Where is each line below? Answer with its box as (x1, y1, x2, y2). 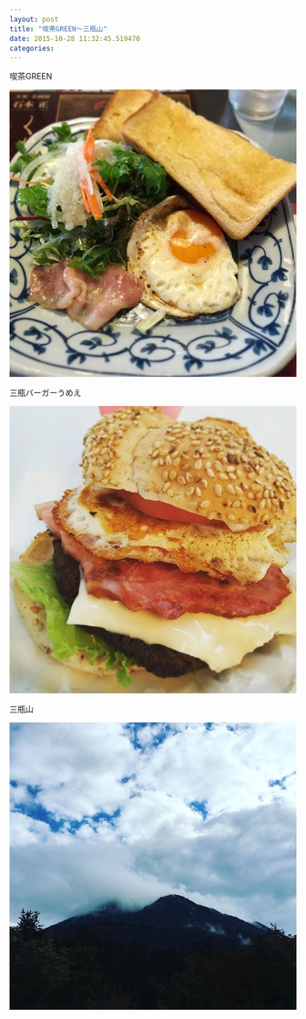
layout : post (9, 15, 59, 24)
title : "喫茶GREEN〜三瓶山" (9, 24, 107, 34)
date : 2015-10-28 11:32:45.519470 (9, 34, 141, 43)
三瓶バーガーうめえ (9, 388, 82, 399)
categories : (9, 44, 55, 53)
